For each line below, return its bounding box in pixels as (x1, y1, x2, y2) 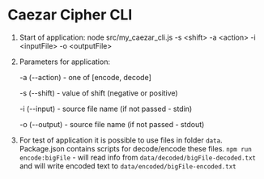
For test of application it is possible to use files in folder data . (19, 135, 224, 145)
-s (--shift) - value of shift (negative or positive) (19, 87, 179, 98)
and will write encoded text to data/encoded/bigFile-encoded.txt (19, 160, 236, 171)
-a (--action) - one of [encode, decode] (19, 72, 151, 82)
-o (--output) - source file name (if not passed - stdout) (19, 119, 205, 129)
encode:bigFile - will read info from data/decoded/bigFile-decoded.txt (19, 152, 257, 162)
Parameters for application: (19, 57, 111, 66)
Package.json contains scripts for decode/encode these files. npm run (19, 143, 252, 153)
